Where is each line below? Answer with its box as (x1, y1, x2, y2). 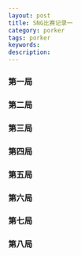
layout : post (8, 11, 51, 20)
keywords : (8, 41, 41, 49)
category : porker (8, 26, 65, 34)
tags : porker (8, 33, 51, 42)
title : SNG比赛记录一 (8, 19, 73, 27)
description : (8, 48, 51, 56)
